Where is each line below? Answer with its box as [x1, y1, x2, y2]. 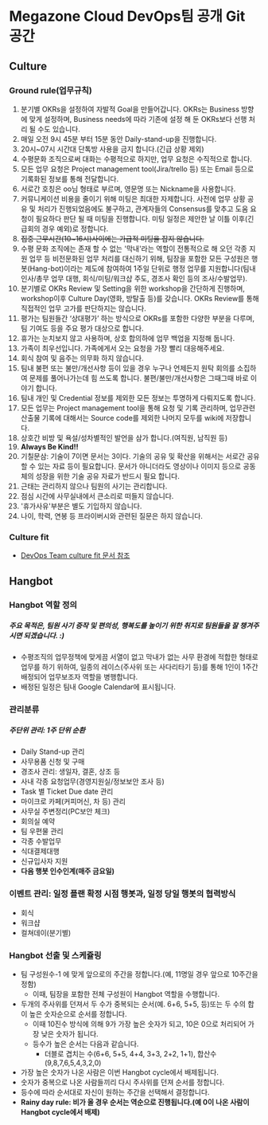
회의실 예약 [20, 817, 56, 826]
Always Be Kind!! [20, 441, 79, 451]
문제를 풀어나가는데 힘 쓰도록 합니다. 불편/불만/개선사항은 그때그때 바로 [29, 373, 249, 382]
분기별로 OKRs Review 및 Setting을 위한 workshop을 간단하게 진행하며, [20, 284, 246, 293]
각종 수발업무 [20, 837, 62, 846]
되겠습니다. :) [23, 631, 64, 641]
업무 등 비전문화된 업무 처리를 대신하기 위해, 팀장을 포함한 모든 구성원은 [29, 253, 250, 263]
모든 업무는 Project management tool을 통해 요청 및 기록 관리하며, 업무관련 [20, 403, 256, 413]
